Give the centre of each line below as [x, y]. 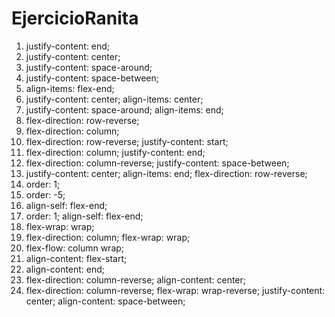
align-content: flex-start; [76, 258]
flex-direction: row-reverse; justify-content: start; [127, 141]
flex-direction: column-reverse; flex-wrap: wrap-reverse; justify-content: [175, 290]
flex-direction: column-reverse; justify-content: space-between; [157, 163]
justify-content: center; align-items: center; [114, 99]
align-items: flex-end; [70, 88]
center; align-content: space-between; [105, 301]
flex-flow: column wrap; [75, 248]
